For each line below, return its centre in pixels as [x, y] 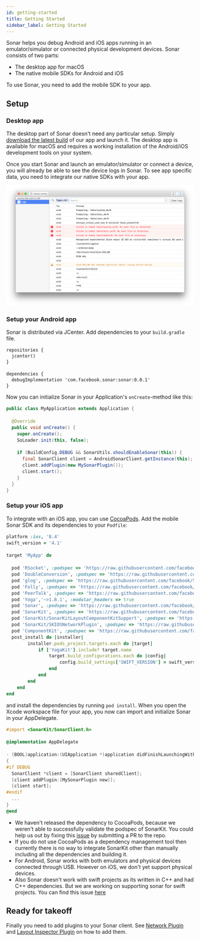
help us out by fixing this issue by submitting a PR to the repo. [90, 835]
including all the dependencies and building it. [71, 854]
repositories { [25, 350]
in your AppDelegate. [32, 718]
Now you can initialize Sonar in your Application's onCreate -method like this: [100, 397]
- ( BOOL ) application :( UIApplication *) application [70, 755]
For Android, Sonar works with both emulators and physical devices [98, 861]
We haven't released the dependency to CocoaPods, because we [95, 822]
